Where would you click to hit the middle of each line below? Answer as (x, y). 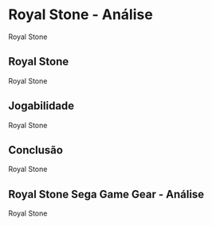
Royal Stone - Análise (80, 15)
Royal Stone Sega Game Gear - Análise (106, 194)
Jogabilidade (41, 106)
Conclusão (36, 150)
